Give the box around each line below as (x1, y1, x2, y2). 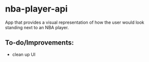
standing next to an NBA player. (5, 24, 69, 30)
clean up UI (12, 51, 36, 57)
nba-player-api (5, 3, 68, 15)
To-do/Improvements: (5, 39, 74, 47)
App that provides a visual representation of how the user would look (5, 19, 145, 25)
